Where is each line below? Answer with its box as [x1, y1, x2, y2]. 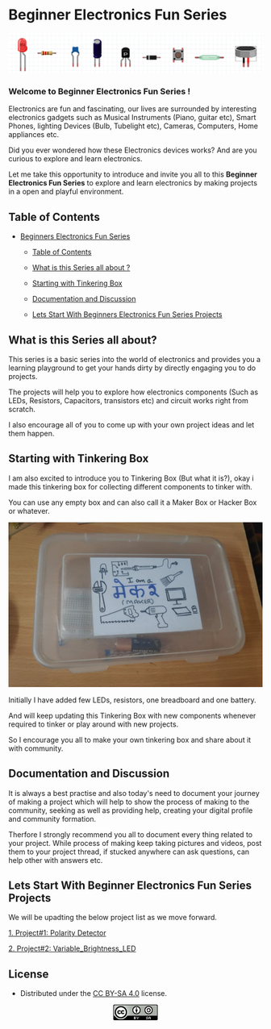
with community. [8, 744, 64, 753]
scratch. [8, 405, 36, 415]
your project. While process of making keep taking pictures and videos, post [8, 838, 262, 848]
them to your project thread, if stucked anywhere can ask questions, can [8, 847, 250, 856]
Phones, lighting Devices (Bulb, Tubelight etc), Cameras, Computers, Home [8, 121, 258, 131]
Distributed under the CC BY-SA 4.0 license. [19, 989, 168, 998]
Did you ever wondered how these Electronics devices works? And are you [8, 145, 257, 155]
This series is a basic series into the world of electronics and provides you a [8, 355, 261, 365]
